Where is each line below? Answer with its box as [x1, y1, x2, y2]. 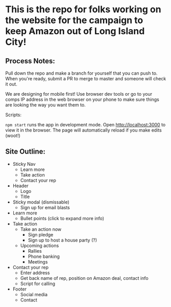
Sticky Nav [12, 161, 36, 167]
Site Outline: [5, 147, 46, 156]
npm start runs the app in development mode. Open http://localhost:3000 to [5, 122, 166, 127]
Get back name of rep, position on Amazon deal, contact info [20, 275, 149, 281]
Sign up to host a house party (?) [28, 237, 97, 243]
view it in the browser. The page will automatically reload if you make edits [5, 127, 162, 133]
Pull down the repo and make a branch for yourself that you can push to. [5, 70, 158, 76]
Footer [12, 286, 27, 292]
